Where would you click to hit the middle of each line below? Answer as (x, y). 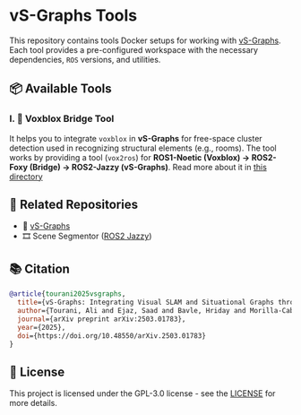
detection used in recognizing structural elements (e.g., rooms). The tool (143, 148)
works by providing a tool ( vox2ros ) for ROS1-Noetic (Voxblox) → (130, 157)
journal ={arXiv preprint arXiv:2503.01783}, (102, 319)
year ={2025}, (42, 327)
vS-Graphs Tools (73, 16)
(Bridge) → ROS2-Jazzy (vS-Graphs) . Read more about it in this (148, 167)
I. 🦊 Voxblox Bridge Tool (62, 119)
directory (26, 177)
